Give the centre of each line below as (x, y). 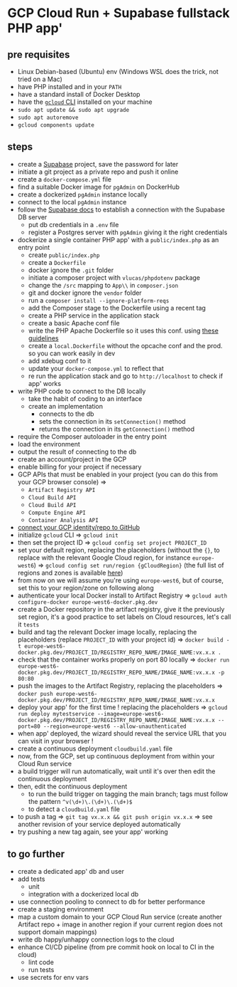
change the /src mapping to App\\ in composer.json (103, 285)
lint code (41, 962)
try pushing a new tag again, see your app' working (93, 832)
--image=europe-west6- (131, 714)
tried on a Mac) (40, 79)
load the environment (49, 444)
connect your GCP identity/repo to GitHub (79, 527)
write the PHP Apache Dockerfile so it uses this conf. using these (123, 330)
